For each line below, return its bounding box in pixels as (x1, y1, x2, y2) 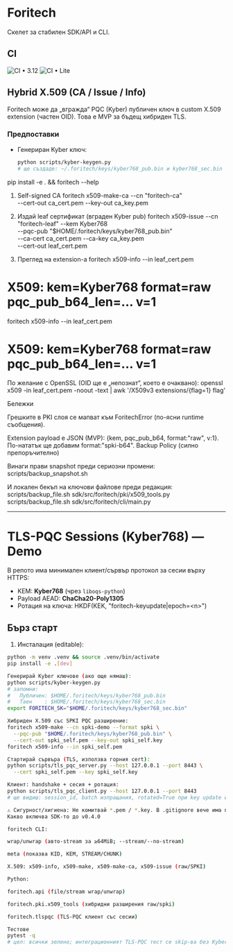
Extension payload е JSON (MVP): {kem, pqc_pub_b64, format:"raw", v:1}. (7, 434, 220, 442)
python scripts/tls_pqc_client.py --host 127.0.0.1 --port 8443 (7, 788, 197, 795)
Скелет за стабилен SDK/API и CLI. (7, 28, 110, 36)
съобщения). (7, 420, 45, 429)
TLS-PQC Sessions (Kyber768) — (7, 529, 205, 544)
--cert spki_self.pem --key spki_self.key (13, 769, 138, 776)
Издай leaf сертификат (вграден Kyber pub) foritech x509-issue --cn (17, 212, 218, 220)
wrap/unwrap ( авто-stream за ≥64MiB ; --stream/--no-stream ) (7, 838, 185, 845)
